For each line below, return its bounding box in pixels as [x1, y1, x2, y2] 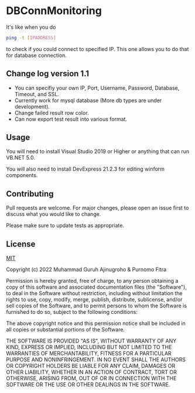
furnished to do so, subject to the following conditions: [6, 309, 138, 316]
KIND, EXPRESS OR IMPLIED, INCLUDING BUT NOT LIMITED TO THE [6, 344, 172, 351]
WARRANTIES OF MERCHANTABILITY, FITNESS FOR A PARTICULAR [6, 350, 172, 357]
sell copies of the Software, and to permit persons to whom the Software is [6, 302, 187, 309]
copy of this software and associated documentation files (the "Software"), [6, 283, 187, 291]
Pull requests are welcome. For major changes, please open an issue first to [6, 204, 189, 212]
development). [14, 103, 50, 110]
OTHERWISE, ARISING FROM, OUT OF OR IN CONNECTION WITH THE [6, 375, 177, 382]
